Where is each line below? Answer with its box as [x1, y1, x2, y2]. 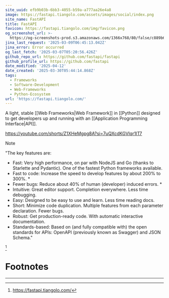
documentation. [12, 218, 45, 225]
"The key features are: [5, 150, 52, 156]
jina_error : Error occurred [5, 45, 64, 50]
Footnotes [5, 261, 49, 272]
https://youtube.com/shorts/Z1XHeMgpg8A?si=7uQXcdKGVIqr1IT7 [5, 130, 142, 136]
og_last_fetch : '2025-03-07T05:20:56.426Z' [5, 49, 98, 54]
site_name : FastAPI [5, 17, 46, 22]
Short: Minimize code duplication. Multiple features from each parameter [12, 202, 163, 209]
